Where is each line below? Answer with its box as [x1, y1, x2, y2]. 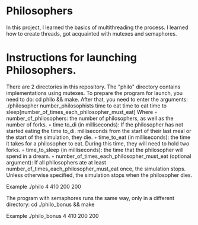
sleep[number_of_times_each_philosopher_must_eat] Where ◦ [6, 108, 158, 115]
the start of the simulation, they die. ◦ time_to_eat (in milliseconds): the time [6, 134, 191, 141]
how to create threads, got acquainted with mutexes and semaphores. [6, 30, 177, 37]
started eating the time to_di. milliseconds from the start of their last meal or [6, 127, 191, 134]
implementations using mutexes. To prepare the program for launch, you [6, 89, 183, 96]
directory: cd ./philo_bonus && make [6, 201, 95, 208]
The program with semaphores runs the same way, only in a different [6, 194, 175, 201]
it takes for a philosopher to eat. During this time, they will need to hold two [6, 140, 190, 147]
